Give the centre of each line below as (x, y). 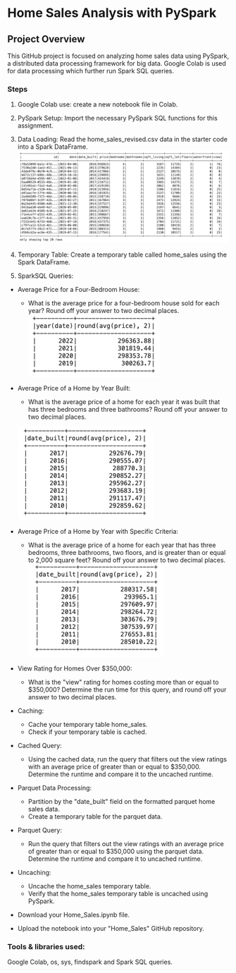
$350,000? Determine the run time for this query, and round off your (127, 690)
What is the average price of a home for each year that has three (122, 545)
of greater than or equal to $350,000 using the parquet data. (116, 851)
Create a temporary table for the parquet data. (95, 816)
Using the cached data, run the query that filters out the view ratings (128, 759)
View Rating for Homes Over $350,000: (75, 668)
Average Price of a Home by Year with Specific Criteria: (98, 531)
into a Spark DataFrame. (52, 147)
